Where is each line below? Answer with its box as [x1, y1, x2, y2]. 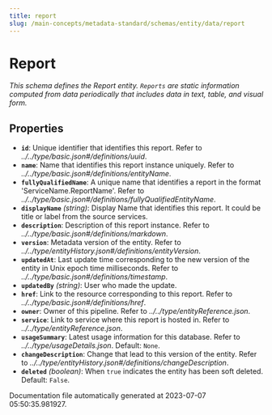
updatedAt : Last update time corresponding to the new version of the [20, 255, 250, 265]
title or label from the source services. [20, 212, 148, 222]
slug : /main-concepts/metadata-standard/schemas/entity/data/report [9, 19, 245, 28]
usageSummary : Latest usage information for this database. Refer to [20, 332, 241, 342]
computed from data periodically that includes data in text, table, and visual [9, 90, 264, 100]
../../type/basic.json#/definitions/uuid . [20, 151, 147, 162]
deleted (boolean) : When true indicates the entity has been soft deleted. [20, 366, 264, 376]
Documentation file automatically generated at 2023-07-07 [9, 391, 206, 400]
